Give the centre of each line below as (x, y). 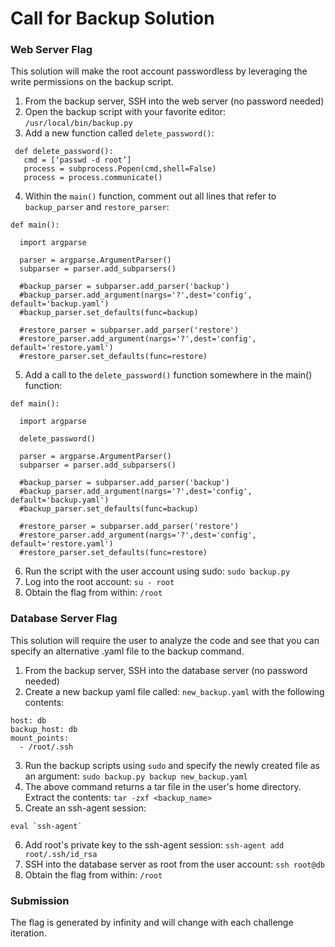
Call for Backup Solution (112, 18)
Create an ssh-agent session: (85, 808)
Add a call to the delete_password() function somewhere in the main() (168, 375)
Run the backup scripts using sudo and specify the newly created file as (172, 765)
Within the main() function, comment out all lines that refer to (150, 196)
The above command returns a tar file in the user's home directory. (163, 786)
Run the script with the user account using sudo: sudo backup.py (157, 571)
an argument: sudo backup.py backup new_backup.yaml (136, 776)
